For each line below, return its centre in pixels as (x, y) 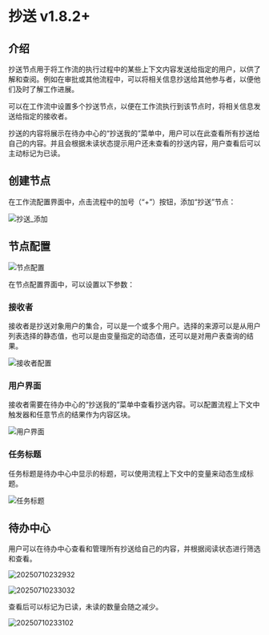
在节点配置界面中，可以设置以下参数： (71, 284)
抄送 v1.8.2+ (49, 16)
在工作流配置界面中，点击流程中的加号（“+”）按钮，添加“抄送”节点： (122, 202)
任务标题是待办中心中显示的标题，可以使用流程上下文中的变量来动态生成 (127, 473)
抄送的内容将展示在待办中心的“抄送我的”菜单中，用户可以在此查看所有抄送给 (134, 133)
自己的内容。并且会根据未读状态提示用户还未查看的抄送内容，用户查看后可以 (134, 143)
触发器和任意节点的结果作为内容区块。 (71, 415)
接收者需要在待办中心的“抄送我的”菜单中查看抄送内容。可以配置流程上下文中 (134, 404)
